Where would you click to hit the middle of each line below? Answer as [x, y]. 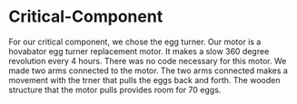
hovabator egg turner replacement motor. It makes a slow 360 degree [139, 51]
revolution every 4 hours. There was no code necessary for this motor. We [148, 61]
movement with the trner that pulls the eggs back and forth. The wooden [144, 80]
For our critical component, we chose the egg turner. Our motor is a [135, 42]
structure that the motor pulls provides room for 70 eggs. [115, 90]
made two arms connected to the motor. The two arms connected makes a [148, 71]
